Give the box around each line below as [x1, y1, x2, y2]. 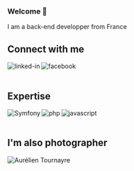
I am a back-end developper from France [7, 23, 128, 31]
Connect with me [7, 43, 85, 55]
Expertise [7, 90, 51, 102]
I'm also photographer [7, 137, 108, 149]
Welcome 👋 [7, 6, 48, 16]
